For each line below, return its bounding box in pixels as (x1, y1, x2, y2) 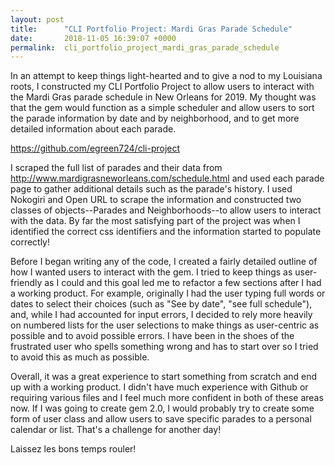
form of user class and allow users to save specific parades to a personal (10, 413, 312, 425)
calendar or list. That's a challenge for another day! (10, 424, 222, 436)
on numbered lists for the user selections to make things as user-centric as (10, 319, 320, 331)
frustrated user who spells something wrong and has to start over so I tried (10, 341, 319, 353)
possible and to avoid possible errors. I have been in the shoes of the (10, 330, 295, 342)
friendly (10, 277, 43, 289)
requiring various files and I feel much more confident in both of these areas (10, 392, 324, 404)
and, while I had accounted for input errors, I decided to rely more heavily (10, 309, 313, 321)
